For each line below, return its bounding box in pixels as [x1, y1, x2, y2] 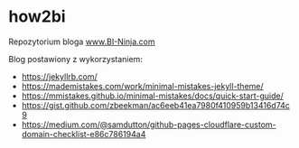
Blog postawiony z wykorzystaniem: [8, 53, 144, 64]
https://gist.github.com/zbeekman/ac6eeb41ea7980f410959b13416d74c [21, 99, 291, 110]
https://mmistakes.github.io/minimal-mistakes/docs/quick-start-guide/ [21, 90, 284, 101]
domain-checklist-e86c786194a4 [21, 128, 146, 139]
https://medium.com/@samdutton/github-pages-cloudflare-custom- [21, 119, 276, 130]
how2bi [8, 6, 66, 27]
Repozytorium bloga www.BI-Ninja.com [8, 36, 155, 47]
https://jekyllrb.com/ [21, 70, 98, 82]
